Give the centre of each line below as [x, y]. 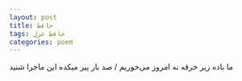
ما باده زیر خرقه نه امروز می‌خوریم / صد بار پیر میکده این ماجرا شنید [121, 67]
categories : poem [41, 42]
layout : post [33, 17]
